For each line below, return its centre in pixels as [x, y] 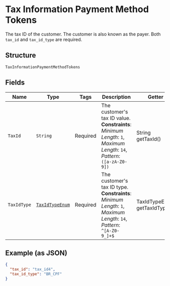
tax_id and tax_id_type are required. [44, 39]
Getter [155, 97]
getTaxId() [149, 139]
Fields [15, 83]
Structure [21, 55]
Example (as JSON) [36, 253]
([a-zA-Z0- [114, 161]
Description [116, 97]
